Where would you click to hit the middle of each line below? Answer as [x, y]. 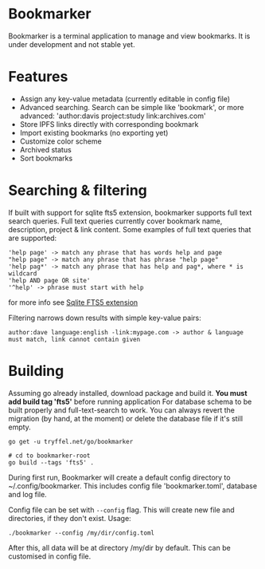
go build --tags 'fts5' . [51, 462]
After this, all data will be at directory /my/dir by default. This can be [119, 547]
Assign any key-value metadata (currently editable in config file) [125, 99]
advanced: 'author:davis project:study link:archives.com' [113, 116]
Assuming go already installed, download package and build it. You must [128, 393]
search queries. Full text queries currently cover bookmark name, [115, 221]
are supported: [33, 238]
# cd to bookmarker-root [49, 456]
